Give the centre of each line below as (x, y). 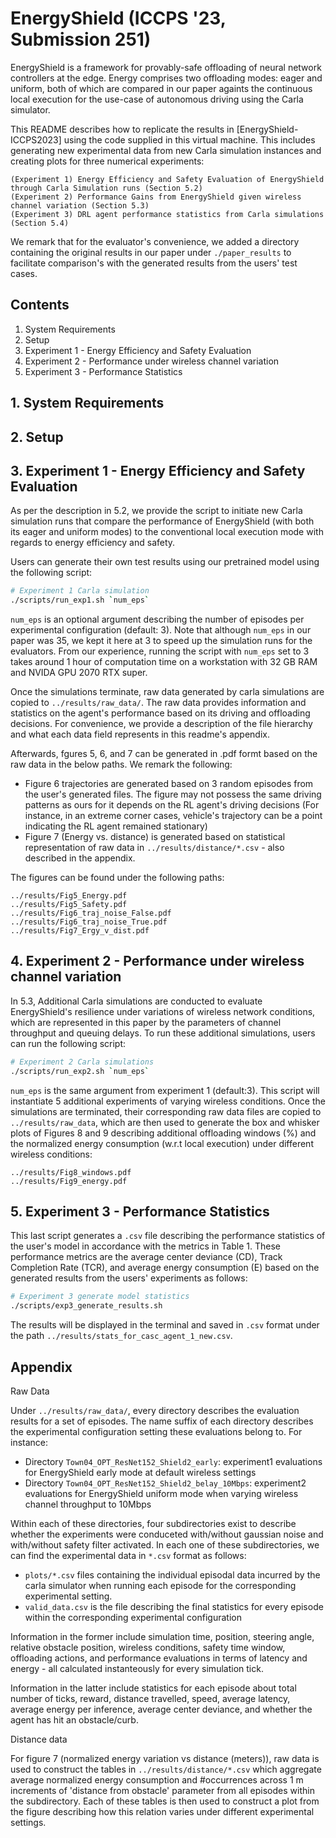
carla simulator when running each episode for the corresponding (160, 1586)
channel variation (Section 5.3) (80, 205)
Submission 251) (81, 39)
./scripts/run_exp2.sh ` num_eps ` (80, 1071)
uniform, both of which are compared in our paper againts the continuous (161, 88)
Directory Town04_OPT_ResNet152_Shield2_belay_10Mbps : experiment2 (165, 1483)
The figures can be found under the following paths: (117, 878)
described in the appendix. (80, 858)
